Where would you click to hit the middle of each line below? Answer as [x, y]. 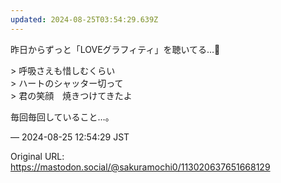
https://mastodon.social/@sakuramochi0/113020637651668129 [140, 167]
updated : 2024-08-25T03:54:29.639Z [84, 19]
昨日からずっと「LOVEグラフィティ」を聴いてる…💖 [115, 49]
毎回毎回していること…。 [62, 117]
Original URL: [37, 156]
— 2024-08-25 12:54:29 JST [70, 137]
